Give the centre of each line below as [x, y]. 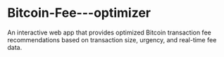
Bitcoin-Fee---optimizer [79, 13]
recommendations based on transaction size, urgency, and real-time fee [112, 39]
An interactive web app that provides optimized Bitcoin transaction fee [109, 32]
